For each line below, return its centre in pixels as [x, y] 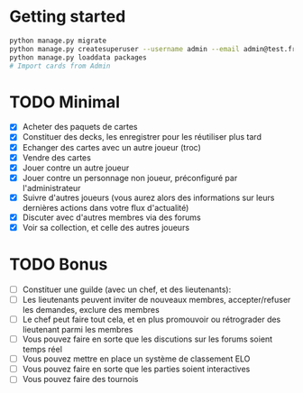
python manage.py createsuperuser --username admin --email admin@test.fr [153, 49]
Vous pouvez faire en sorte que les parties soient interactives [136, 369]
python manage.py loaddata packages [78, 57]
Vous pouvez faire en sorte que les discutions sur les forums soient [147, 339]
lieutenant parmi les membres [78, 330]
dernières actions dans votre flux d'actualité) [106, 207]
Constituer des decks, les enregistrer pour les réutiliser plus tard [142, 137]
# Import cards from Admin [60, 66]
